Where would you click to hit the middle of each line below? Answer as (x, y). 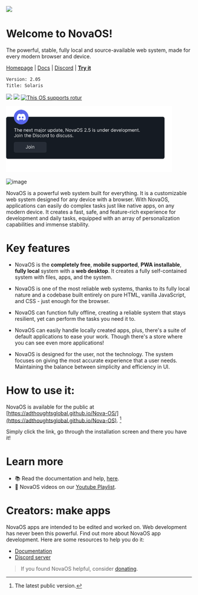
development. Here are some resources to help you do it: (75, 540)
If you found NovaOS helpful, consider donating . (79, 569)
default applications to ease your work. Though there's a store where (98, 336)
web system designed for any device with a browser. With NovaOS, (88, 199)
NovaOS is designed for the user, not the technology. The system (94, 354)
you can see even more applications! (59, 343)
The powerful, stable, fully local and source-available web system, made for (98, 50)
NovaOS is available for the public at (50, 407)
